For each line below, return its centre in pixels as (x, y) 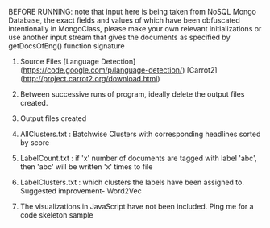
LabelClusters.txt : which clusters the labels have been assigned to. (132, 182)
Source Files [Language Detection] (78, 61)
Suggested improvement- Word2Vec (81, 191)
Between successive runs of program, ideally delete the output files (132, 94)
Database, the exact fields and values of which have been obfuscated (124, 20)
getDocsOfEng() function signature (66, 46)
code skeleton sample (57, 215)
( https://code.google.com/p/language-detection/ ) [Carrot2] (118, 70)
